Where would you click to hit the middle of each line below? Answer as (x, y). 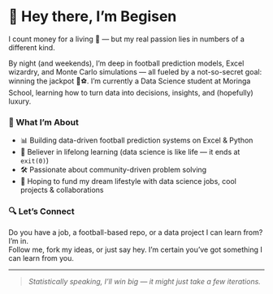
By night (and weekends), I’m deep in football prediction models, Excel (126, 63)
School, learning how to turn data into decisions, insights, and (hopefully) (131, 92)
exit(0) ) (35, 160)
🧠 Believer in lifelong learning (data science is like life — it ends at (130, 152)
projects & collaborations (62, 190)
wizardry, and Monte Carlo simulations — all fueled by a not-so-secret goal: (135, 71)
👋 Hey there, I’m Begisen (93, 17)
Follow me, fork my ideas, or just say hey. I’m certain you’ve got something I (135, 249)
